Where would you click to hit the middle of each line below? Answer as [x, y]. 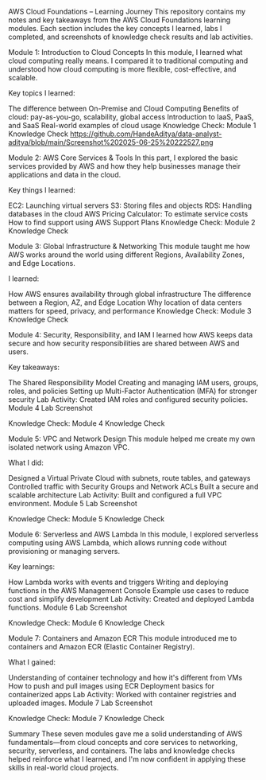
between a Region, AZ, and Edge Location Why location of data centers [125, 302]
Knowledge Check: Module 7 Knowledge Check [87, 718]
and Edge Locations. [42, 263]
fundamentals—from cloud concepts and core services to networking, [123, 742]
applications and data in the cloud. [65, 175]
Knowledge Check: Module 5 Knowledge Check [87, 519]
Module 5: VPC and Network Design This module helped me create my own [132, 439]
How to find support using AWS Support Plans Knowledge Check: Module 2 [132, 222]
